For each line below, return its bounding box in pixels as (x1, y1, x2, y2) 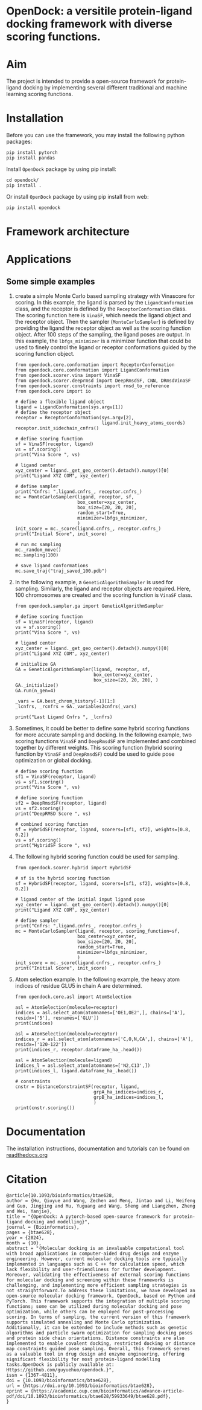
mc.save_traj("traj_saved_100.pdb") (14, 568, 107, 575)
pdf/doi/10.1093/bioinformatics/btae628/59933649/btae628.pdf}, (6, 1394, 171, 1400)
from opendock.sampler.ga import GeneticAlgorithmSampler (14, 603, 164, 610)
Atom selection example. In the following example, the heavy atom (14, 976, 180, 983)
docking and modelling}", (25, 1219, 90, 1225)
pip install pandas (6, 155, 55, 161)
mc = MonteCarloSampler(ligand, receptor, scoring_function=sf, (14, 929, 180, 935)
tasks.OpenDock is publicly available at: (6, 1362, 115, 1368)
